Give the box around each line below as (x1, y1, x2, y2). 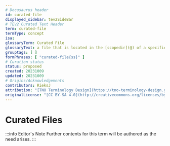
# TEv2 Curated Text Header (5, 21, 65, 27)
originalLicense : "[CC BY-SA (5, 92, 67, 97)
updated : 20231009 (5, 74, 44, 79)
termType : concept (5, 31, 44, 36)
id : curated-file (5, 12, 42, 17)
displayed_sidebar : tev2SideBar (5, 17, 73, 22)
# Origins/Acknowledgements (5, 78, 65, 83)
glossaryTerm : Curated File (5, 41, 65, 46)
